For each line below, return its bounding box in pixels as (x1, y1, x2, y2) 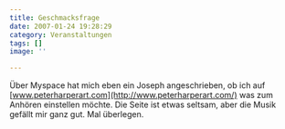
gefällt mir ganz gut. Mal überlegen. (9, 109, 144, 120)
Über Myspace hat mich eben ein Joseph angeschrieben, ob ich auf (9, 80, 266, 91)
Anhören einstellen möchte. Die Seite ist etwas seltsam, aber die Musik (9, 99, 277, 110)
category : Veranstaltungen (9, 30, 112, 39)
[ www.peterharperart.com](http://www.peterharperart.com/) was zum (9, 90, 274, 101)
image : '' (9, 47, 47, 56)
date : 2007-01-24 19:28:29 (9, 22, 112, 31)
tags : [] (9, 38, 43, 48)
